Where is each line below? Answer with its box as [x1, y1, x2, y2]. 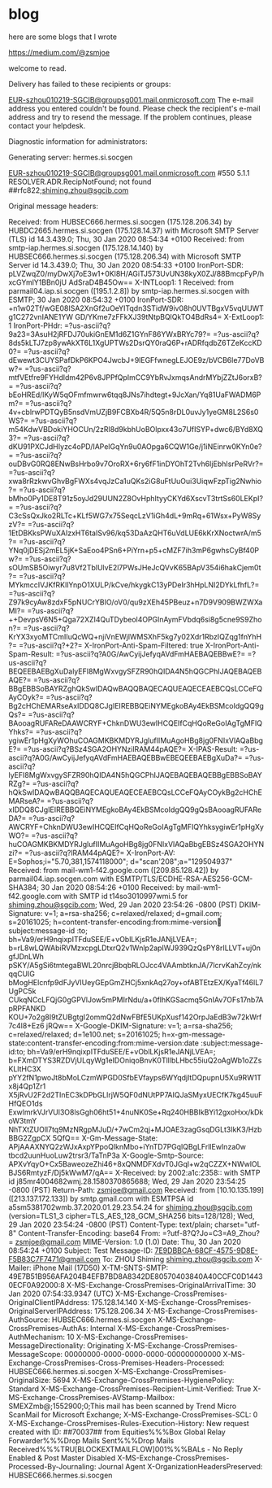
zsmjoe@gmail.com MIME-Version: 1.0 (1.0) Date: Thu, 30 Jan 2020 [15, 1237, 242, 1246]
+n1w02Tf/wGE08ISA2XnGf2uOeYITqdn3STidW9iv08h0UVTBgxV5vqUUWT [8, 303, 264, 313]
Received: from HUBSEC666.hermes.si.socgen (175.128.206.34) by [8, 216, 233, 226]
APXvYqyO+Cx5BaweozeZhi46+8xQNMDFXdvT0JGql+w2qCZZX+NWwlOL [8, 1159, 261, 1168]
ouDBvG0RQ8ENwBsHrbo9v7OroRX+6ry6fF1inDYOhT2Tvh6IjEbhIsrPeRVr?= [8, 459, 264, 469]
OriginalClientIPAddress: [8, 1297, 90, 1307]
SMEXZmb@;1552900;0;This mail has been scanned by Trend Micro [8, 1401, 237, 1411]
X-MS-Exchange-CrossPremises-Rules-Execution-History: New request [8, 1418, 249, 1428]
